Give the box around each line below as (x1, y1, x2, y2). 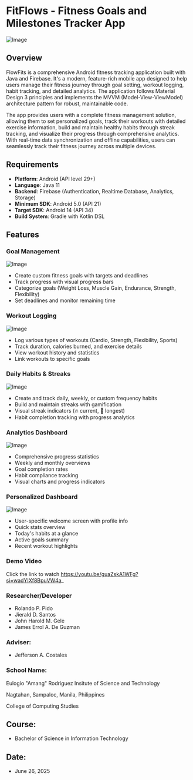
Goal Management (6, 247, 60, 255)
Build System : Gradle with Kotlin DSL (14, 213, 105, 220)
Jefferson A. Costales (14, 651, 67, 659)
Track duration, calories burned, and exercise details (14, 343, 143, 350)
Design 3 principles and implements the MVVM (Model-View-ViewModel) (6, 93, 184, 101)
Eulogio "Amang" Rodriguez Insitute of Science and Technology (6, 679, 160, 687)
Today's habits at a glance (14, 530, 79, 537)
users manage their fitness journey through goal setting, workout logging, (6, 81, 184, 88)
